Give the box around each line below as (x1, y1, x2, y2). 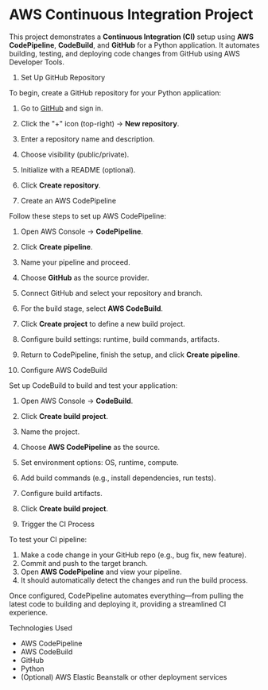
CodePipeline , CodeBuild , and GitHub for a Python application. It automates (9, 40, 260, 49)
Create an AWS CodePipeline (20, 196, 117, 205)
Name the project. (20, 427, 80, 436)
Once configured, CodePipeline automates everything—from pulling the (9, 591, 244, 600)
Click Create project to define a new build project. (20, 319, 185, 328)
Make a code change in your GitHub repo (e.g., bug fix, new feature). (20, 550, 247, 560)
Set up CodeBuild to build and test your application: (9, 380, 178, 390)
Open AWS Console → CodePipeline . (20, 227, 144, 236)
